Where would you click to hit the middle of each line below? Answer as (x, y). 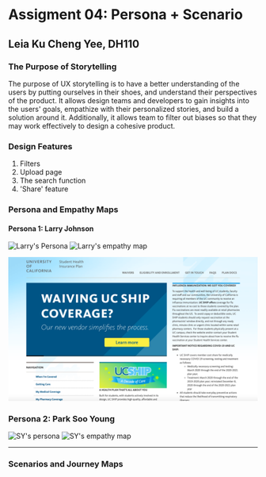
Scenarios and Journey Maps (66, 464)
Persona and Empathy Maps (63, 210)
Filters (30, 163)
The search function (53, 181)
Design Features (40, 146)
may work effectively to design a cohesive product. (92, 125)
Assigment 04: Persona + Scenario (125, 15)
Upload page (41, 172)
